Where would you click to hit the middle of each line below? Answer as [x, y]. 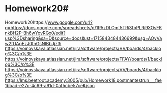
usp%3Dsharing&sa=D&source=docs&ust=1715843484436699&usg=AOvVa [83, 38]
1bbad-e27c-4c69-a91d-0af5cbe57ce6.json [50, 85]
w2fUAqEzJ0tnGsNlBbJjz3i [33, 43]
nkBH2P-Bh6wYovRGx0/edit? [35, 33]
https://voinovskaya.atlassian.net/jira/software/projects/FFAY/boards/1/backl [83, 59]
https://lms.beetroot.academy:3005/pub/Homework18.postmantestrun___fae [83, 80]
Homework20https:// [27, 22]
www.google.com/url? [70, 22]
